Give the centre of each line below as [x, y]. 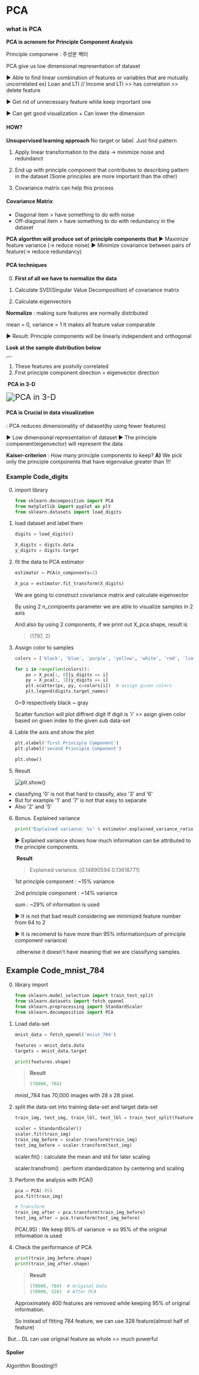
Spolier [15, 1352]
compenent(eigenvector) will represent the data [64, 443]
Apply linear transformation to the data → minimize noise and [89, 152]
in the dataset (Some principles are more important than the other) [96, 176]
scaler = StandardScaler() [48, 1129]
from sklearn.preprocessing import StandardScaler [79, 1007]
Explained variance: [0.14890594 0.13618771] [85, 870]
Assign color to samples [44, 647]
